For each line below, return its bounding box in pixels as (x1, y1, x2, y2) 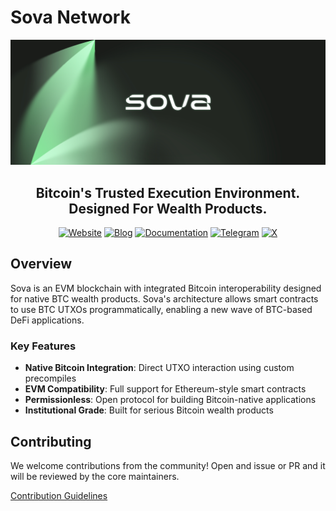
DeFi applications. (10, 314, 85, 326)
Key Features (10, 339, 77, 353)
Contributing (10, 433, 92, 450)
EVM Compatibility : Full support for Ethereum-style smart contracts (24, 383, 307, 395)
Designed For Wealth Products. (68, 200, 268, 217)
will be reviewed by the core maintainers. (10, 470, 180, 482)
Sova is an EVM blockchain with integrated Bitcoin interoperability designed (10, 282, 322, 294)
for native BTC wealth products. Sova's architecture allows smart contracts (10, 292, 319, 305)
